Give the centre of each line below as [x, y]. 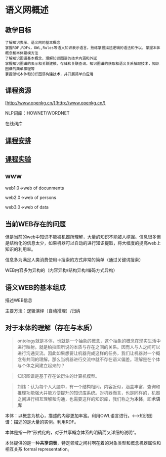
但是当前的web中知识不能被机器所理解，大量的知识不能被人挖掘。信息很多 [81, 237]
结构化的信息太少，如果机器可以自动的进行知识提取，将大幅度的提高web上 [85, 243]
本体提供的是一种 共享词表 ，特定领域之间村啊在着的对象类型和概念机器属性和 [83, 443]
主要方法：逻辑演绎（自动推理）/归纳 [43, 311]
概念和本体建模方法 [22, 53]
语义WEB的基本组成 [35, 287]
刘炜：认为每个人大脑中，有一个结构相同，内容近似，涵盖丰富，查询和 [89, 386]
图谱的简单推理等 [20, 69]
